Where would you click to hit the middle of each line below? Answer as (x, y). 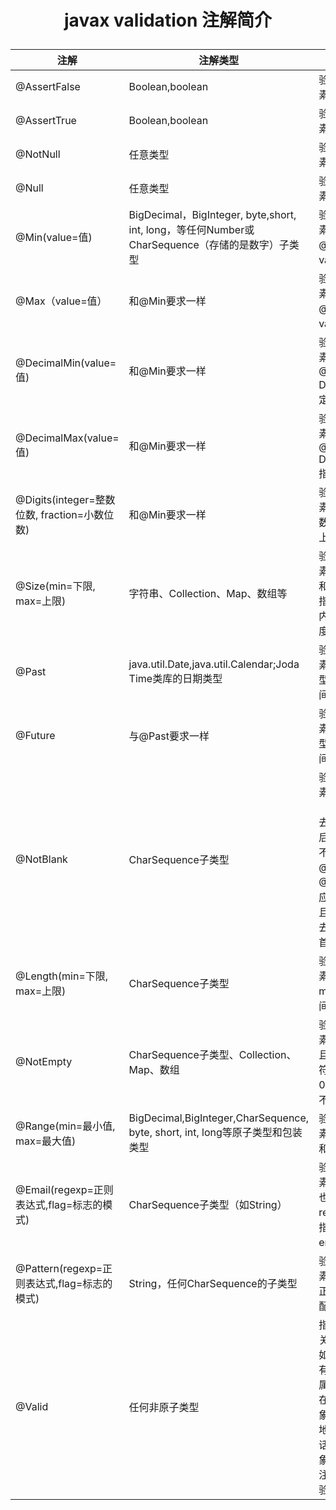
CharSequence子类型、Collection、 (212, 1055)
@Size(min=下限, (55, 586)
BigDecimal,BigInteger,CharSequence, (219, 1118)
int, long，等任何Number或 (191, 230)
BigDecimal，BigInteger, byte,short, (212, 215)
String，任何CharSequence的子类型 (213, 1284)
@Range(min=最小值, (65, 1126)
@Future (35, 736)
